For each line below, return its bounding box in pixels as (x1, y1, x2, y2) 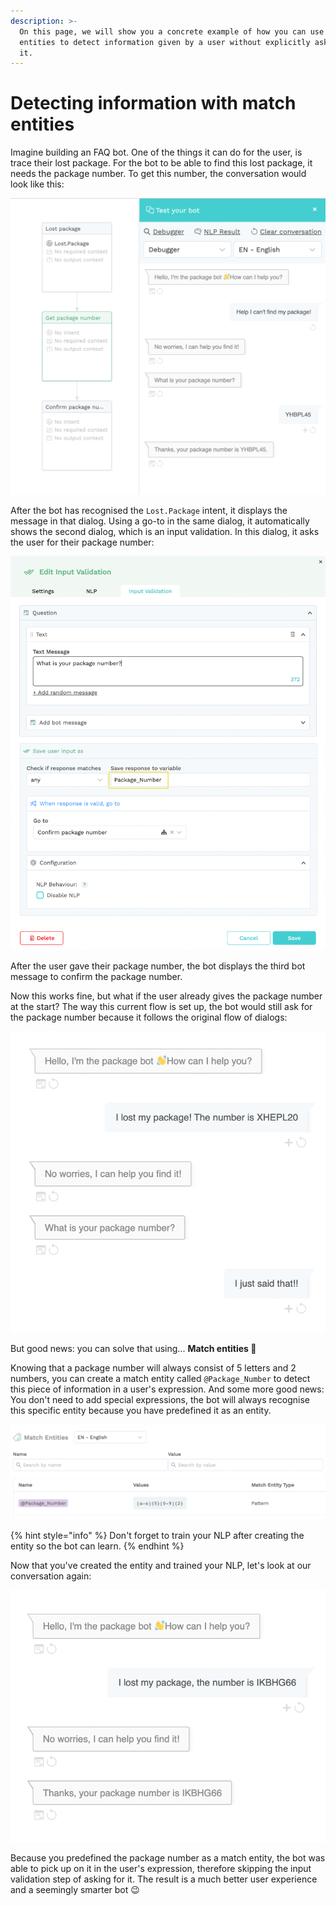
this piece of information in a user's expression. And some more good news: (10, 1383, 325, 1395)
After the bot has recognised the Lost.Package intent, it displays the (10, 505, 288, 517)
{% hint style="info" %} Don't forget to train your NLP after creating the (10, 1529, 305, 1541)
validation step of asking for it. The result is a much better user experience (10, 1873, 318, 1885)
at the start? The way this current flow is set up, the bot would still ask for (10, 1000, 313, 1012)
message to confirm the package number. (10, 970, 183, 982)
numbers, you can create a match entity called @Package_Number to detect (10, 1372, 311, 1384)
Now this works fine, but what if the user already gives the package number (10, 990, 323, 1002)
